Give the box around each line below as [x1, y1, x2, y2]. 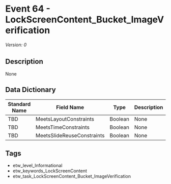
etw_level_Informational [12, 163, 63, 169]
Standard [8, 100, 31, 107]
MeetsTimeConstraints [35, 124, 90, 131]
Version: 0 [5, 42, 27, 48]
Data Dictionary [5, 86, 56, 94]
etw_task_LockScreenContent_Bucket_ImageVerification [12, 173, 131, 179]
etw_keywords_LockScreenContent [12, 168, 88, 174]
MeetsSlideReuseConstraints [35, 132, 105, 139]
